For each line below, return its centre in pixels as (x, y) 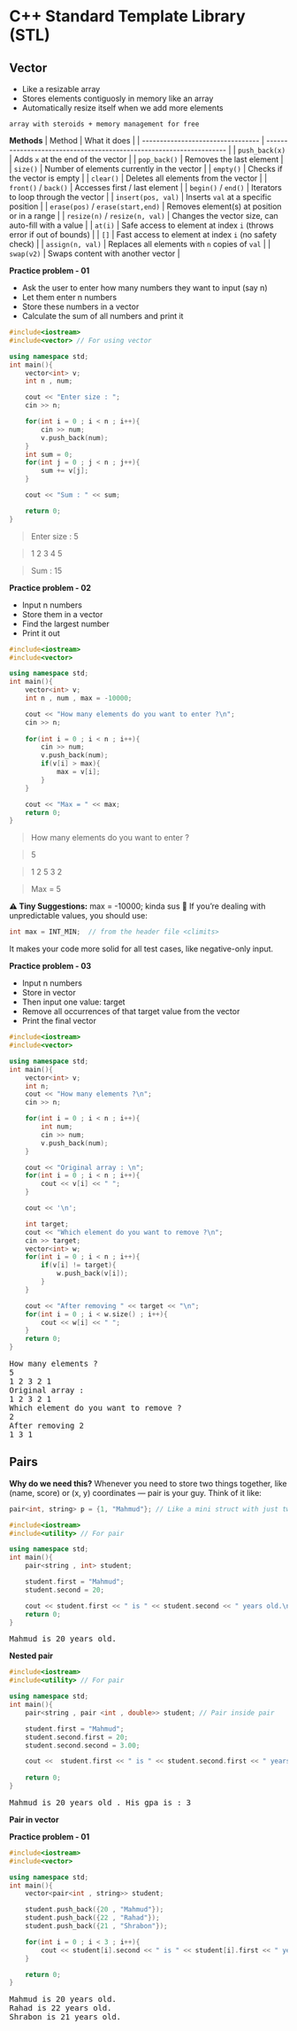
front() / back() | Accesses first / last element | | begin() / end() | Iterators (146, 187)
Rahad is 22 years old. (61, 2008)
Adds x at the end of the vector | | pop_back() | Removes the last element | (148, 159)
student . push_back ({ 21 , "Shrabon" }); (96, 1926)
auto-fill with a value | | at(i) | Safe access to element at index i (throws (141, 225)
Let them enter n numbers (69, 297)
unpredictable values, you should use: (79, 916)
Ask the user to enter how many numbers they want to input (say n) (145, 288)
